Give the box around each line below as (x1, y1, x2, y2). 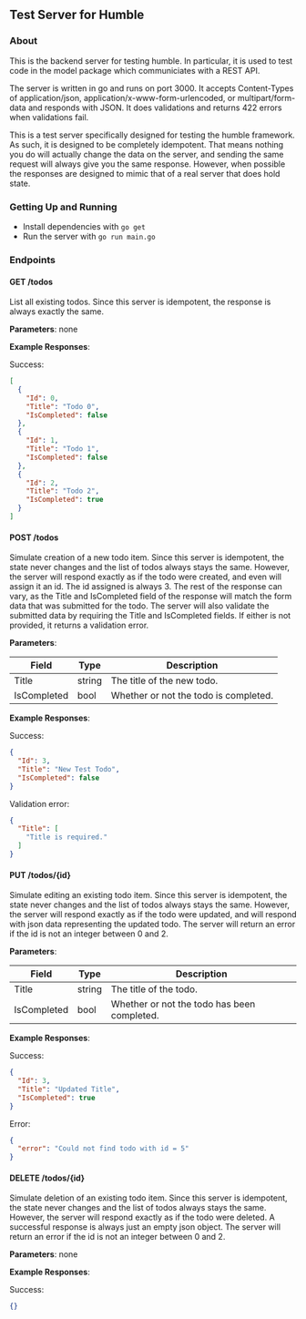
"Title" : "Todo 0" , (25, 402, 100, 411)
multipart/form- (237, 92, 296, 103)
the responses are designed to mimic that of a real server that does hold (9, 168, 280, 179)
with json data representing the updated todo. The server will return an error (9, 919, 296, 930)
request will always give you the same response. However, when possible (9, 158, 286, 169)
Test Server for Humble (9, 7, 145, 23)
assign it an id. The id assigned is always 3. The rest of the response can (9, 581, 282, 592)
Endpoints (9, 253, 56, 266)
